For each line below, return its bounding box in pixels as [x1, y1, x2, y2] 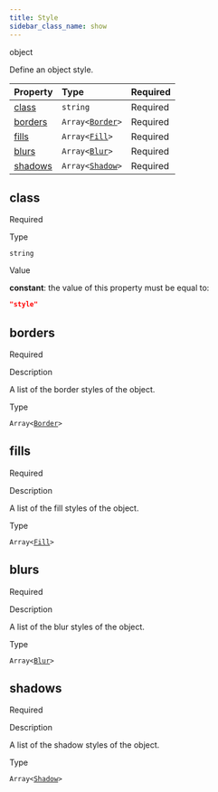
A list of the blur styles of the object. [9, 621, 145, 632]
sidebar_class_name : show [9, 22, 107, 31]
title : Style [9, 13, 59, 23]
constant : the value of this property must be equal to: [9, 282, 210, 294]
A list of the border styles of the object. [9, 384, 156, 394]
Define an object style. [9, 64, 94, 75]
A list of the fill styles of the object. [9, 503, 139, 514]
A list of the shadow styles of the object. [9, 740, 160, 750]
